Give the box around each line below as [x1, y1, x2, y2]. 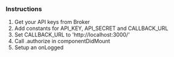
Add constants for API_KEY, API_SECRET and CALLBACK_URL [14, 25, 169, 32]
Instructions [5, 5, 43, 13]
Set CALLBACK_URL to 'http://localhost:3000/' [14, 31, 130, 38]
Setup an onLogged [14, 44, 64, 51]
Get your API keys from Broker [14, 19, 90, 26]
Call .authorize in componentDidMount [14, 38, 111, 45]
